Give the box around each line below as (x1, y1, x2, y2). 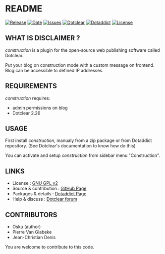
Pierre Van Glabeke (12, 229, 52, 235)
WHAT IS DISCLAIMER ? (5, 34, 80, 42)
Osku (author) (12, 224, 41, 230)
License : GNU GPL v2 (12, 180, 58, 186)
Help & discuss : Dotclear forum (12, 196, 78, 202)
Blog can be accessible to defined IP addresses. (5, 67, 104, 73)
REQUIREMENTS (5, 82, 57, 90)
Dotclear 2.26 (12, 110, 41, 116)
